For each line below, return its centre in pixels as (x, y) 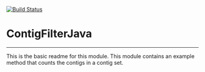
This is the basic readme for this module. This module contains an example (101, 56)
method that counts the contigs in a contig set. (65, 62)
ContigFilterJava (49, 34)
